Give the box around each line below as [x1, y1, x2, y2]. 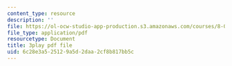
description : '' [7, 16, 54, 23]
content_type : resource [7, 10, 76, 17]
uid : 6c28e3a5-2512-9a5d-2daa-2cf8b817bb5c [7, 49, 135, 56]
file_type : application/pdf [7, 29, 88, 36]
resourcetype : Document [7, 36, 76, 43]
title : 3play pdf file [7, 42, 72, 49]
